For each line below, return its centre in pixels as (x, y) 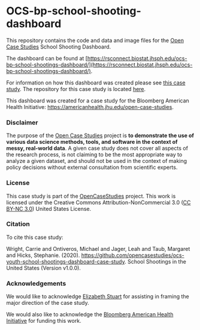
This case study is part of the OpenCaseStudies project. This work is (91, 196)
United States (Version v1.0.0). (43, 268)
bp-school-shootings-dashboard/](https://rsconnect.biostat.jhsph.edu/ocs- (99, 65)
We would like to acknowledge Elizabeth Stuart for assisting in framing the (98, 296)
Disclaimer (22, 122)
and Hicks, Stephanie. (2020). (43, 255)
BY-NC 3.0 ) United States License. (49, 208)
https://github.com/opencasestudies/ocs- (133, 255)
